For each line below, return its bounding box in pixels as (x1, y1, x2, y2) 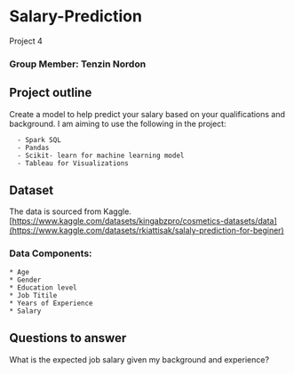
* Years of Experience (9, 298, 93, 307)
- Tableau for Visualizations (17, 158, 129, 168)
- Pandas (17, 143, 50, 152)
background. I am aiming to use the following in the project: (9, 118, 226, 129)
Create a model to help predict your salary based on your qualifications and (9, 108, 286, 119)
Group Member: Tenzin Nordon (9, 58, 147, 70)
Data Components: (9, 247, 92, 259)
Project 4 (9, 36, 43, 46)
